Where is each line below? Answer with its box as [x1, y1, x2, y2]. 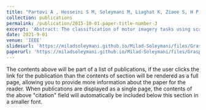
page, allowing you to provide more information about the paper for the [6, 78, 186, 86]
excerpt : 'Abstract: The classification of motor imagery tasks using [6, 26, 191, 32]
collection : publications [6, 15, 72, 21]
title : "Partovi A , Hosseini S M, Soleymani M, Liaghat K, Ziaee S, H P [6, 9, 199, 15]
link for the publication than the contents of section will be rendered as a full [6, 71, 199, 79]
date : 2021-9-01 [6, 32, 48, 38]
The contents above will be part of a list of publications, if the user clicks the [6, 65, 199, 73]
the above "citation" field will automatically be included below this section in [6, 91, 199, 98]
